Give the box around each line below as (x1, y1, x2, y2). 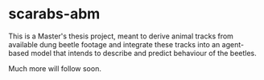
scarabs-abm (8, 5, 101, 23)
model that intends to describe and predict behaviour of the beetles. (31, 48, 258, 58)
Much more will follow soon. (8, 63, 102, 73)
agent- (221, 39, 244, 49)
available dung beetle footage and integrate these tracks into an (8, 39, 221, 49)
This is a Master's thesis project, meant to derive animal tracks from (8, 31, 233, 41)
